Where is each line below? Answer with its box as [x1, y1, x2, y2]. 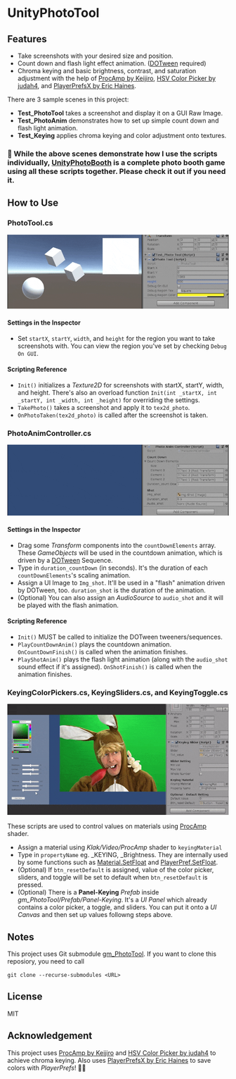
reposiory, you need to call [7, 956, 84, 966]
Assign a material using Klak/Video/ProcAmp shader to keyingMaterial [17, 843, 223, 852]
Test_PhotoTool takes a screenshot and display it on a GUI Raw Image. [17, 109, 223, 117]
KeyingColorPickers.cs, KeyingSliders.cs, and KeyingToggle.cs [7, 687, 228, 697]
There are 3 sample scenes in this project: [7, 95, 129, 104]
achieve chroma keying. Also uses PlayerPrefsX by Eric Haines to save [7, 1056, 211, 1064]
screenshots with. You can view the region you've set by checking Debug [17, 342, 227, 350]
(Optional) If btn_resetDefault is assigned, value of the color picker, [17, 866, 214, 874]
